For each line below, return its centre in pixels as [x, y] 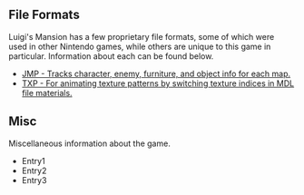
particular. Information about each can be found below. [111, 56]
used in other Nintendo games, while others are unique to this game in [140, 46]
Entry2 [34, 171]
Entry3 [34, 180]
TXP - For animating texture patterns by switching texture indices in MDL [158, 83]
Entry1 [34, 161]
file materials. [47, 93]
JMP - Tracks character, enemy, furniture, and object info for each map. [156, 73]
